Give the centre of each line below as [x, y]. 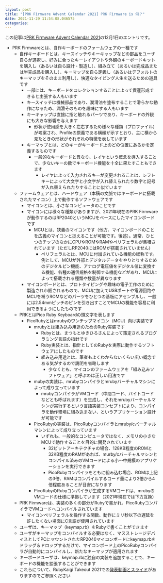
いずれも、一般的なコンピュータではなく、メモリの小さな [98, 436]
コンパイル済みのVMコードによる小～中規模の [94, 460]
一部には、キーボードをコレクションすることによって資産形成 [88, 90]
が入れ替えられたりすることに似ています [81, 187]
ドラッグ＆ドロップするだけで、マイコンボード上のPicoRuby [80, 545]
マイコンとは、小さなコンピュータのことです [71, 206]
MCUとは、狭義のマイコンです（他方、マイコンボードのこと [94, 230]
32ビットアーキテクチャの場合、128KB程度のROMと [100, 448]
